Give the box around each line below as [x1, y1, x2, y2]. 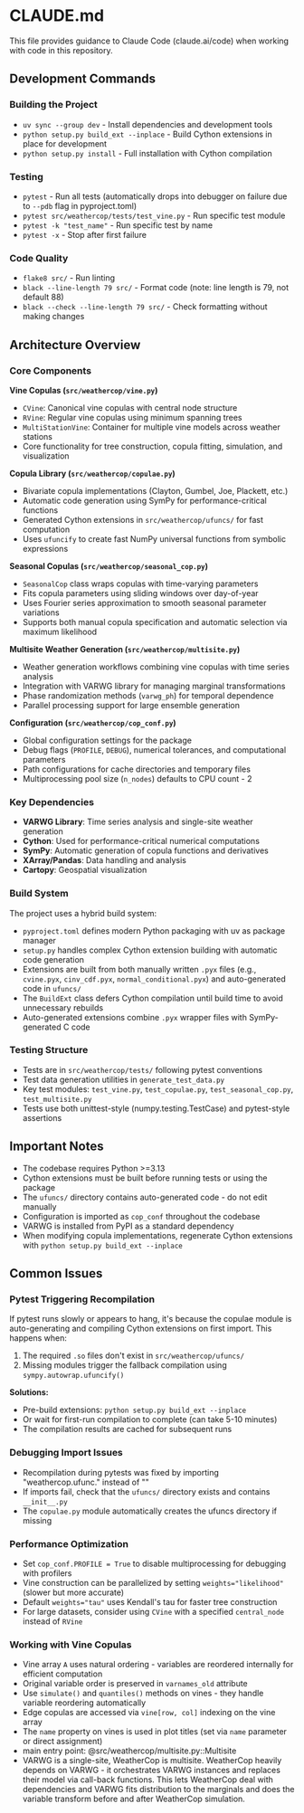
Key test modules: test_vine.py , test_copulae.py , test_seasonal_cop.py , [22, 1083, 294, 1095]
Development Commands [9, 71, 157, 87]
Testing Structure [9, 1044, 89, 1057]
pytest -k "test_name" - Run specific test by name [22, 219, 214, 231]
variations [22, 607, 61, 618]
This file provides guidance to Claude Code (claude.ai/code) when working [9, 35, 290, 46]
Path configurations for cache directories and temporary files [22, 764, 252, 774]
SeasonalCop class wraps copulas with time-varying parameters [22, 578, 259, 589]
